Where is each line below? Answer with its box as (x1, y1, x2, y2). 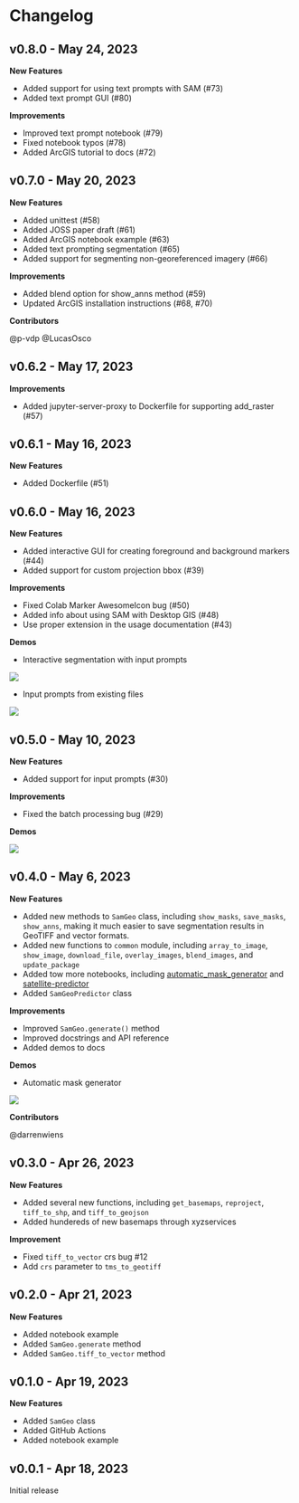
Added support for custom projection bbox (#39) (22, 565, 205, 576)
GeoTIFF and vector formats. (22, 929, 130, 941)
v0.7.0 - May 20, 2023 (9, 173, 136, 188)
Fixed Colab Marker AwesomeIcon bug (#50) (22, 600, 190, 611)
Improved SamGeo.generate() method (22, 1023, 160, 1033)
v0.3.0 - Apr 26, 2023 (9, 1156, 135, 1171)
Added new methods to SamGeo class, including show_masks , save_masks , (22, 910, 286, 921)
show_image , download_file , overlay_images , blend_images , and (22, 949, 254, 960)
